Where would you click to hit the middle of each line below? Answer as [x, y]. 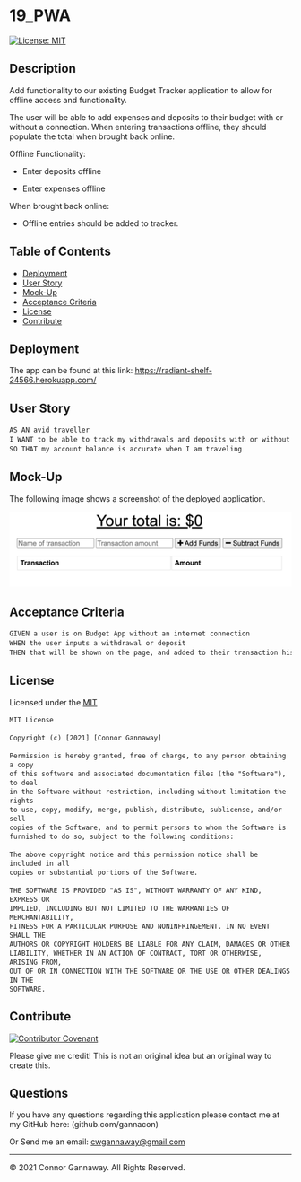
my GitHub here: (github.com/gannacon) [84, 1125]
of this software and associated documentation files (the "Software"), [148, 774]
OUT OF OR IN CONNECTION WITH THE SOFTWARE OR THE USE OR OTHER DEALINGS [150, 971]
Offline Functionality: [48, 153]
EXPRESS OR [30, 899]
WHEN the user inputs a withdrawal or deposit [98, 644]
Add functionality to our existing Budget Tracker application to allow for [141, 90]
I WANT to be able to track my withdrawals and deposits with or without [150, 440]
